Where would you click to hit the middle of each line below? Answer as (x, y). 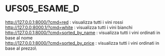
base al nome (19, 38)
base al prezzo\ (21, 48)
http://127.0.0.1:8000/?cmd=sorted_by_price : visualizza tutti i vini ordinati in (82, 43)
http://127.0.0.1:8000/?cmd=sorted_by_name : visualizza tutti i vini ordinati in (83, 32)
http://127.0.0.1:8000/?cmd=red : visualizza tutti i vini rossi (64, 22)
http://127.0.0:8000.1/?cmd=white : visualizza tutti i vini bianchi (69, 27)
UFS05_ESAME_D (42, 9)
